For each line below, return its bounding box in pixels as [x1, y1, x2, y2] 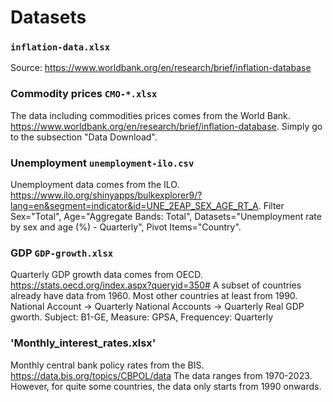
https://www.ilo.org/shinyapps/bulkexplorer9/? [10, 189, 203, 201]
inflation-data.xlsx [10, 42, 111, 53]
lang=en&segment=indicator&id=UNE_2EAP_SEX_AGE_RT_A [10, 200, 259, 212]
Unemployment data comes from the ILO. [10, 179, 180, 191]
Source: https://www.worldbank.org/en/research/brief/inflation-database [10, 62, 312, 74]
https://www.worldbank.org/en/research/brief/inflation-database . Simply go [10, 120, 323, 132]
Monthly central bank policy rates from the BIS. [10, 359, 205, 371]
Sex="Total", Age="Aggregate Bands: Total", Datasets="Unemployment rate [10, 211, 322, 223]
